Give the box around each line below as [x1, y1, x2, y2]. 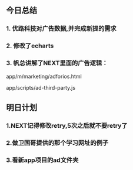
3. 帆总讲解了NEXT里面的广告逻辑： [6, 59, 108, 67]
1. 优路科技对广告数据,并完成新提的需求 [6, 25, 117, 33]
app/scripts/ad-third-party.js [6, 84, 75, 91]
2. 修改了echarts [6, 42, 54, 50]
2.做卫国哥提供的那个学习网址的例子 [6, 138, 109, 147]
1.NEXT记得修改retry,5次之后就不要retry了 [6, 121, 128, 130]
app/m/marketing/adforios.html [6, 73, 82, 80]
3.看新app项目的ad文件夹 [6, 156, 79, 164]
